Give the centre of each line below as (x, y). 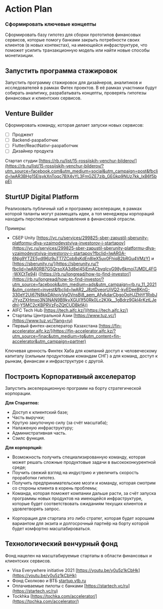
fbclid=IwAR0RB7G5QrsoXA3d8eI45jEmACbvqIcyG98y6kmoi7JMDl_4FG (84, 269)
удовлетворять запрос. (36, 509)
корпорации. (18, 393)
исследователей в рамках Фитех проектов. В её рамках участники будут (81, 88)
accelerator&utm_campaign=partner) (49, 342)
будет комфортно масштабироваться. (51, 528)
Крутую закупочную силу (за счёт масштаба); (60, 422)
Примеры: (16, 228)
